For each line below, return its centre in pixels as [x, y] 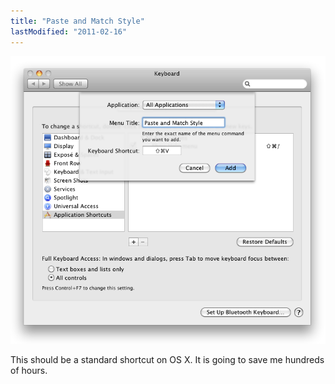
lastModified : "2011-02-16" [69, 31]
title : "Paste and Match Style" [77, 21]
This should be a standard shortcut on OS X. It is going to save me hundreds [167, 359]
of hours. [29, 370]
